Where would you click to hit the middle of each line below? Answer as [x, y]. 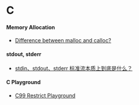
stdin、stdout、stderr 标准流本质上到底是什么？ [74, 68]
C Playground [23, 82]
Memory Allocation [31, 27]
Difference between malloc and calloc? [63, 41]
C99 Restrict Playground [45, 95]
